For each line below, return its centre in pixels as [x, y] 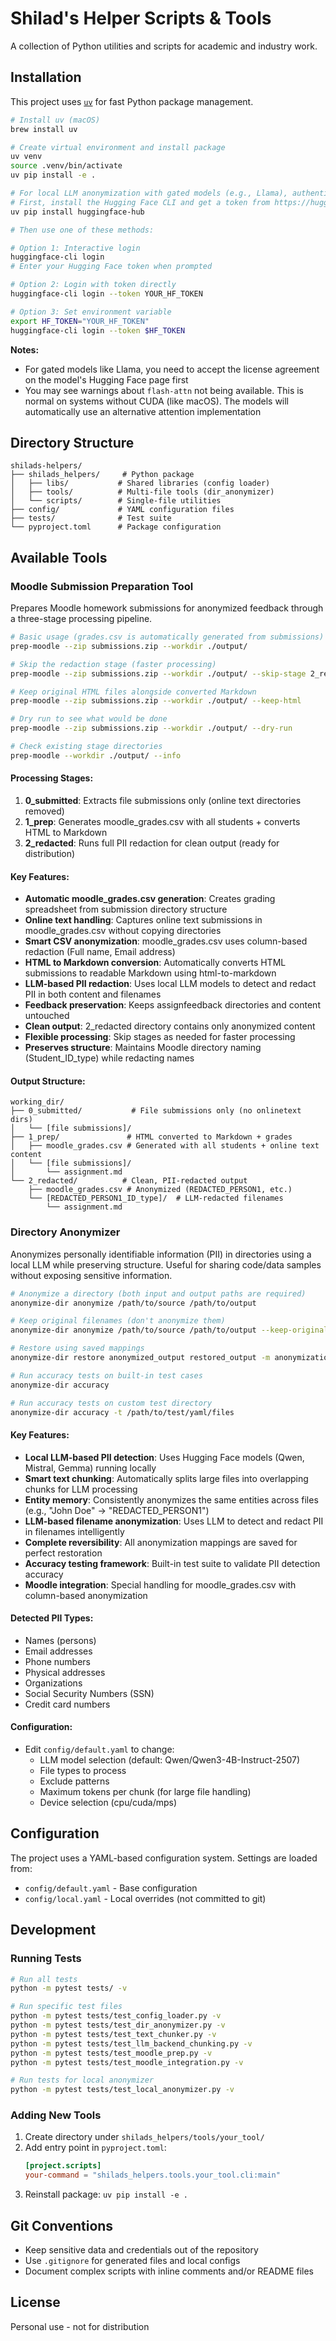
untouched [47, 1016]
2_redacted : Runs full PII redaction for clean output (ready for [152, 843]
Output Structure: [48, 1081]
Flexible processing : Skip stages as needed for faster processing [160, 1037]
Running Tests [46, 1959]
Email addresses [58, 1651]
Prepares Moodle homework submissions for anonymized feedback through [167, 608]
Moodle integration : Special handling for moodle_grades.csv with [160, 1584]
